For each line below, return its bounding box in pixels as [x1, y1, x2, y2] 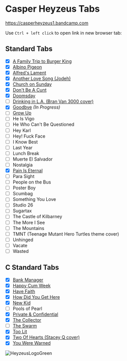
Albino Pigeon [12, 64, 42, 70]
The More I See [12, 219, 45, 225]
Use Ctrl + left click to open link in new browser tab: [5, 30, 122, 36]
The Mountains [12, 225, 45, 231]
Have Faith [12, 288, 36, 294]
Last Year [12, 144, 33, 150]
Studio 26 [12, 202, 34, 208]
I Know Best [12, 139, 38, 145]
